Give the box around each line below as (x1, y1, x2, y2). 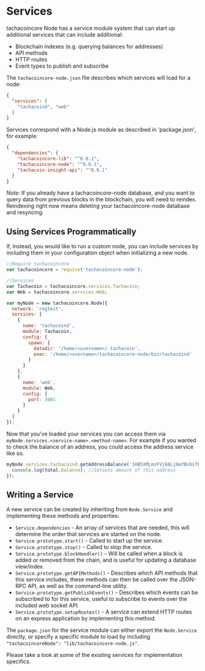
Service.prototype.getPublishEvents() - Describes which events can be (15, 589, 198, 596)
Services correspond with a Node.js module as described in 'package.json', (6, 126, 196, 134)
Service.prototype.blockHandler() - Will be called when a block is (15, 550, 183, 558)
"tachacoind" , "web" (17, 104, 70, 110)
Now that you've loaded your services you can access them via (6, 430, 166, 437)
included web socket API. (15, 602, 79, 609)
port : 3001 (28, 396, 56, 403)
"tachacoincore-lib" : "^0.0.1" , (17, 156, 99, 162)
